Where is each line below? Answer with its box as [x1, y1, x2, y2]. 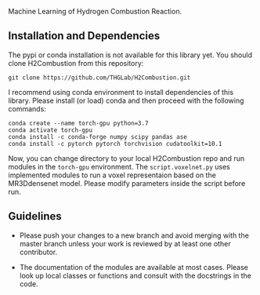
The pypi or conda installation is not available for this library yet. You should [8, 50, 253, 60]
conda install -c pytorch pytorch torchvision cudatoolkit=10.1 [8, 140, 222, 147]
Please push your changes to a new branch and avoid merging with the [19, 231, 249, 240]
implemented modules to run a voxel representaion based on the [8, 170, 217, 180]
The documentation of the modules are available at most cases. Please [19, 262, 249, 271]
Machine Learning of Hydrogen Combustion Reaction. [8, 7, 182, 16]
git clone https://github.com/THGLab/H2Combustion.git [8, 74, 191, 82]
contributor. [19, 247, 57, 257]
